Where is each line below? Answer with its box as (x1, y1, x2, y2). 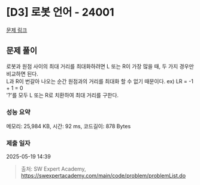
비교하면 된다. (6, 70, 39, 77)
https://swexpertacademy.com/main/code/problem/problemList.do (20, 172, 186, 180)
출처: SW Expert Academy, (20, 165, 86, 172)
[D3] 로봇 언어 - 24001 (6, 5, 115, 19)
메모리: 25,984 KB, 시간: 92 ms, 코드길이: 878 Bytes (6, 123, 131, 130)
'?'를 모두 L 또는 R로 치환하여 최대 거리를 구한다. (6, 91, 119, 99)
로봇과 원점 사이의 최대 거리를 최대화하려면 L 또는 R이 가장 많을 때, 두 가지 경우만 (6, 62, 195, 69)
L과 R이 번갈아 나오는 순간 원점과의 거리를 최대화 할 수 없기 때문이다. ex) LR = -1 (6, 77, 193, 84)
